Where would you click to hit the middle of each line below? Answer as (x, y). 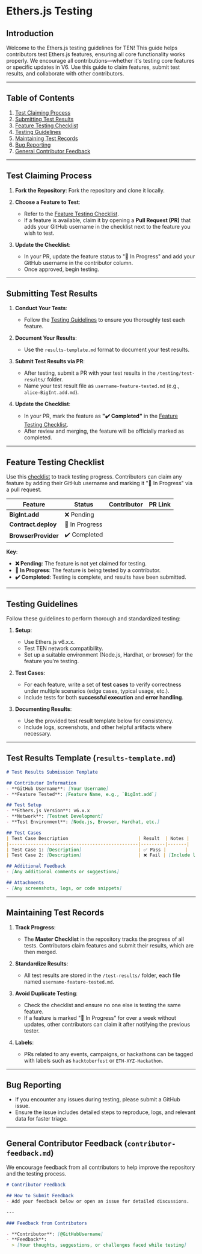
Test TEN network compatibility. (63, 648)
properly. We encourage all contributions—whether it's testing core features (100, 61)
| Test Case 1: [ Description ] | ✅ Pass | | (97, 850)
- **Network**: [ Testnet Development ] (55, 816)
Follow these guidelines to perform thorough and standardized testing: (93, 619)
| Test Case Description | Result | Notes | (98, 838)
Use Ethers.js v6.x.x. (49, 642)
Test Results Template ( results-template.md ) (91, 758)
